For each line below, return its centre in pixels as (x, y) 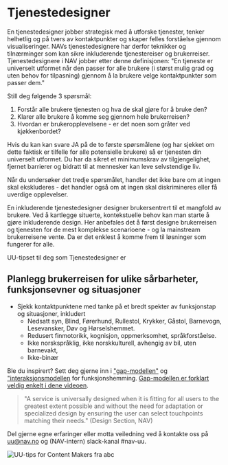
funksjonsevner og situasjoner (74, 290)
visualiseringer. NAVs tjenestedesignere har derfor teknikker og (97, 46)
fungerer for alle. (31, 244)
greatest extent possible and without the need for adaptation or (114, 406)
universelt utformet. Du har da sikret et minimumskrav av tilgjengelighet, (109, 159)
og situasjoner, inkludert (51, 313)
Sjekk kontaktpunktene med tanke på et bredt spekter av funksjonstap (116, 306)
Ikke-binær (43, 357)
